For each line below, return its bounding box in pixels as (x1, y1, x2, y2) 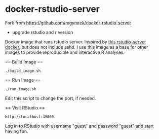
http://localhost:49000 (5, 114, 54, 119)
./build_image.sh (5, 68, 41, 73)
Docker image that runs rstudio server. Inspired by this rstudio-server (5, 38, 146, 45)
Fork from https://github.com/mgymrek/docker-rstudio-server (5, 20, 131, 26)
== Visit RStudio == (5, 104, 45, 110)
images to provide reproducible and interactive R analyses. (5, 49, 125, 55)
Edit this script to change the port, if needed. (5, 95, 96, 101)
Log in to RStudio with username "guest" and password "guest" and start (5, 123, 154, 129)
